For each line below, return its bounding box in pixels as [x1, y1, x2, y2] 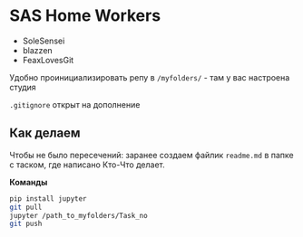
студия [9, 81, 36, 92]
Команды [9, 176, 48, 187]
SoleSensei [22, 35, 65, 46]
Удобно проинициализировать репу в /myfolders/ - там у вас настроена [9, 71, 290, 82]
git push [9, 219, 43, 229]
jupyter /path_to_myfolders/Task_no [9, 211, 148, 220]
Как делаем [9, 126, 81, 141]
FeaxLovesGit [22, 54, 74, 65]
